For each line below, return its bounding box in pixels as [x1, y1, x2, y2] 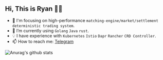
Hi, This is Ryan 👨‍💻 [5, 5, 63, 13]
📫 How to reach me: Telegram [12, 38, 74, 44]
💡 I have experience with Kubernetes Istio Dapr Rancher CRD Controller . [12, 33, 157, 38]
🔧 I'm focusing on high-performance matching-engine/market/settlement [12, 17, 159, 23]
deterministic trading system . [12, 23, 75, 28]
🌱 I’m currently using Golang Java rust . [12, 27, 89, 34]
